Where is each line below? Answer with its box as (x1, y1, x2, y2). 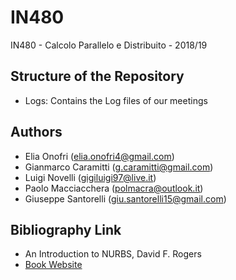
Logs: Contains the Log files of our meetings (24, 94, 208, 106)
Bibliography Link (10, 221, 122, 238)
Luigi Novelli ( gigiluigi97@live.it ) (24, 171, 157, 183)
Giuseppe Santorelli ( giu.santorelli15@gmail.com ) (24, 192, 227, 205)
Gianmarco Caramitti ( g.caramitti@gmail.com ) (24, 161, 214, 173)
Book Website (24, 259, 83, 271)
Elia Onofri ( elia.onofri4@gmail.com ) (24, 150, 175, 162)
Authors (10, 124, 63, 141)
